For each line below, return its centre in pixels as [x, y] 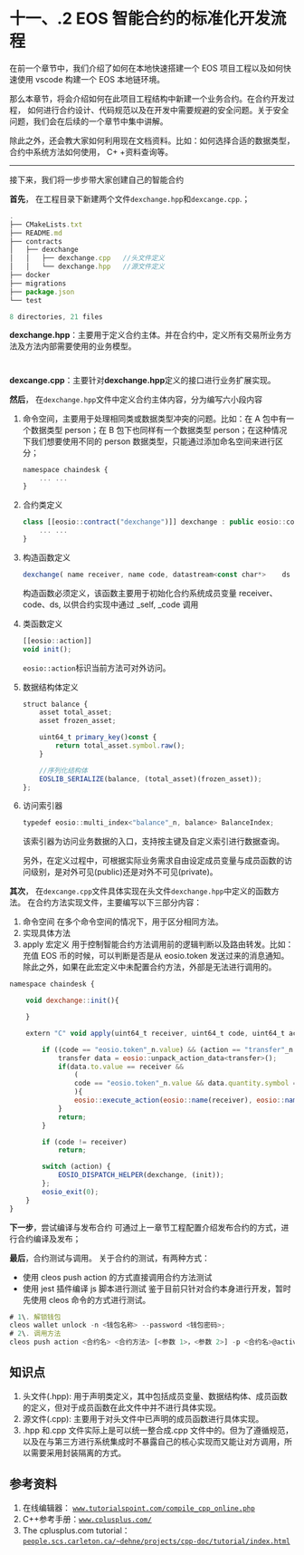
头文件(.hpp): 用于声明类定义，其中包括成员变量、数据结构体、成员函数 [155, 1396]
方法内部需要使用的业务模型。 [81, 346]
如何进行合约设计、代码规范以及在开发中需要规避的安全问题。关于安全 [158, 110]
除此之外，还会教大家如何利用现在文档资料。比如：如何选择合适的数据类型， [152, 140]
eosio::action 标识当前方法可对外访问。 [96, 668]
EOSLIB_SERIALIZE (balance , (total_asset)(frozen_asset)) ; [151, 779]
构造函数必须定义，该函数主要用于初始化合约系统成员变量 [129, 593]
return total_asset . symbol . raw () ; [120, 746]
